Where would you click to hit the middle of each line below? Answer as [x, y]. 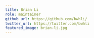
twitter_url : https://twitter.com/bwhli [47, 23]
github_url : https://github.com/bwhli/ [46, 19]
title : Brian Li [22, 10]
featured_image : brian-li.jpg [36, 28]
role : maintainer [23, 14]
